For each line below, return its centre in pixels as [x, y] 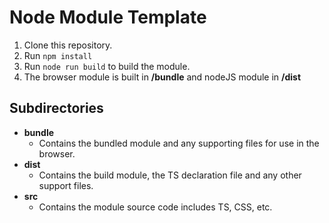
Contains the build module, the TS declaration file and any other [170, 175]
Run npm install [58, 55]
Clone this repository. [68, 45]
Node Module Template [108, 17]
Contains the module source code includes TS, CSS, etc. [155, 207]
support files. [66, 185]
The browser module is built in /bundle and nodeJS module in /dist [162, 77]
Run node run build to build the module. [107, 66]
